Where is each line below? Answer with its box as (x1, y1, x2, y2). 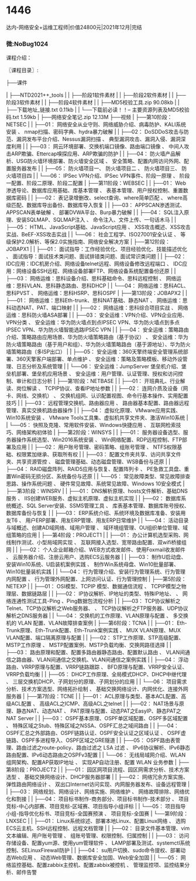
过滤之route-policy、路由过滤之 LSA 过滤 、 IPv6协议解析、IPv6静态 (26, 744, 190, 751)
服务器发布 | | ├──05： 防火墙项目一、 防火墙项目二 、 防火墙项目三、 (11, 165, 180, 172)
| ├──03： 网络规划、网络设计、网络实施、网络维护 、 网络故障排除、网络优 (6, 788, 190, 795)
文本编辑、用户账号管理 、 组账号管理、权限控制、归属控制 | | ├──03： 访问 (6, 832, 190, 839)
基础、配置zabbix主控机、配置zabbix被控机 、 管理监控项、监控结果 (21, 862, 185, 869)
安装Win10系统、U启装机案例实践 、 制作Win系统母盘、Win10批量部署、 (6, 561, 180, 568)
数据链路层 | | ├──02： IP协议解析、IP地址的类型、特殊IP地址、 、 (21, 590, 181, 597)
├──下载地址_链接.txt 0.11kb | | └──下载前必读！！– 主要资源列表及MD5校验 (6, 106, 190, 113)
